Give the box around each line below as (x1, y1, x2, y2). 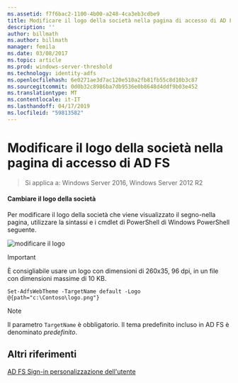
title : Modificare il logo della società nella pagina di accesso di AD (7, 17, 227, 24)
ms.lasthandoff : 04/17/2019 (7, 103, 91, 110)
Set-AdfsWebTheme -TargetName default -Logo (7, 288, 141, 295)
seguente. (7, 225, 37, 234)
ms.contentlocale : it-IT (7, 96, 81, 104)
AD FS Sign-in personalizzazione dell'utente (7, 367, 136, 376)
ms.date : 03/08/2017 (7, 50, 69, 57)
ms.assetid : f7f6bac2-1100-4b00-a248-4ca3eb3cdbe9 (7, 10, 160, 18)
